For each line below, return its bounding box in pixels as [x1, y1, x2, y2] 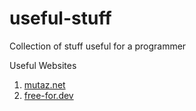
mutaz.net [23, 78, 66, 91]
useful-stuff [9, 7, 112, 30]
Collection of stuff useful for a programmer [9, 40, 187, 52]
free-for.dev [23, 89, 74, 101]
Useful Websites [9, 59, 77, 71]
